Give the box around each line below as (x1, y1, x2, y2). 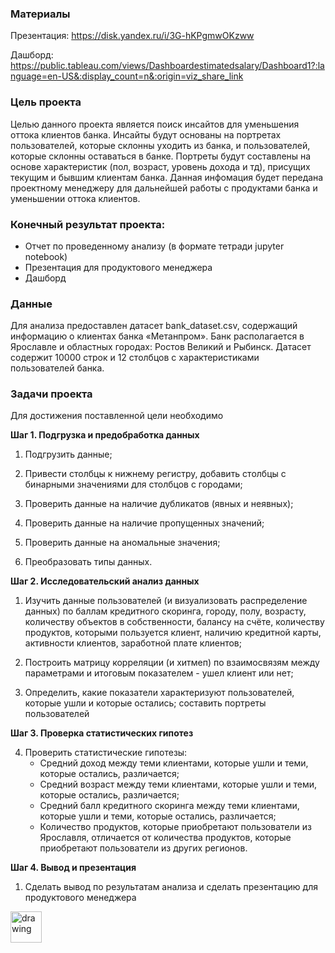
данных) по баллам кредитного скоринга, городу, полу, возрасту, (24, 605, 307, 617)
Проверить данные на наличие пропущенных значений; (24, 517, 265, 529)
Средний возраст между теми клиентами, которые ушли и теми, (39, 778, 318, 791)
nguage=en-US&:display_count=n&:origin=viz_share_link (10, 70, 244, 82)
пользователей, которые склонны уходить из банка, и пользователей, (10, 139, 311, 151)
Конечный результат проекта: (10, 217, 166, 231)
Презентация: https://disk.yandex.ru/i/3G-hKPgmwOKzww (10, 30, 255, 42)
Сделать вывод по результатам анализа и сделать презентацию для (24, 881, 318, 893)
